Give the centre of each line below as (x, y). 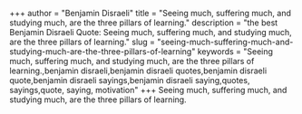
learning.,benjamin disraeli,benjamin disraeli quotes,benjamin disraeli (138, 71)
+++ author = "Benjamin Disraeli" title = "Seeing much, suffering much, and (151, 13)
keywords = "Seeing (235, 52)
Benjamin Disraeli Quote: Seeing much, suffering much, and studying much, (151, 32)
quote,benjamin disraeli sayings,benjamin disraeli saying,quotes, (130, 80)
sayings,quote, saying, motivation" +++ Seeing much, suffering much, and (148, 90)
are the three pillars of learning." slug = (83, 42)
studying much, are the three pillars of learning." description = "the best (144, 23)
